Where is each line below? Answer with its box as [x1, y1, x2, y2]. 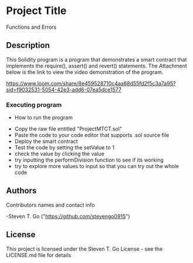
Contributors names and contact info [6, 201, 95, 209]
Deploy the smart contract [14, 138, 78, 145]
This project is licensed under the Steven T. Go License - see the [6, 245, 163, 252]
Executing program [6, 101, 62, 109]
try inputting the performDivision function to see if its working [14, 156, 164, 163]
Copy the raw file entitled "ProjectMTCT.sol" [14, 125, 122, 132]
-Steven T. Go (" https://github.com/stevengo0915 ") [6, 213, 130, 220]
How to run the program [14, 114, 73, 121]
